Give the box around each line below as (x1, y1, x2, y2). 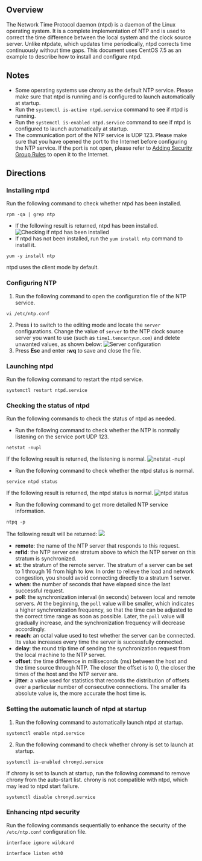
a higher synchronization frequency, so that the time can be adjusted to (14, 606, 193, 613)
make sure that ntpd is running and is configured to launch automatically (14, 93, 195, 100)
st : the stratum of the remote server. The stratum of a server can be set (14, 562, 193, 569)
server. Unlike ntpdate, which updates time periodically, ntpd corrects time (6, 40, 192, 47)
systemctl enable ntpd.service (6, 730, 85, 736)
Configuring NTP (6, 279, 57, 287)
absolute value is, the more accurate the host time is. (14, 690, 147, 697)
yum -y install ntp (6, 253, 55, 259)
